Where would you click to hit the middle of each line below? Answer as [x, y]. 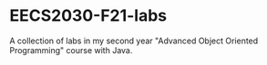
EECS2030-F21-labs [88, 16]
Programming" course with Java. [71, 50]
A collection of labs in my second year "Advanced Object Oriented [134, 41]
